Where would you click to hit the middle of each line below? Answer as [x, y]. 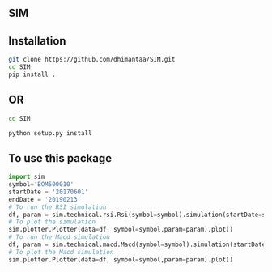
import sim [27, 177]
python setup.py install [50, 133]
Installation [37, 41]
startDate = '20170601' [49, 192]
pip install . [32, 74]
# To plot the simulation [52, 222]
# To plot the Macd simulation [61, 252]
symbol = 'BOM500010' [41, 185]
